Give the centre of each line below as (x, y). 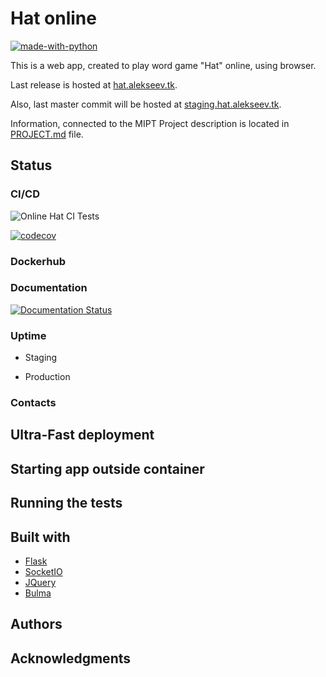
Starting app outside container (107, 468)
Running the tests (66, 503)
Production (47, 377)
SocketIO (43, 572)
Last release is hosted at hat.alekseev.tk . (94, 84)
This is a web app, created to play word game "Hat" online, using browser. (163, 65)
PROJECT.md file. (47, 134)
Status (31, 165)
